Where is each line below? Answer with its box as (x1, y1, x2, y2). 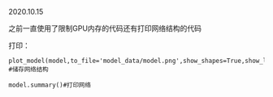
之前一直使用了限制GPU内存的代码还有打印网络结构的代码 (8, 23, 201, 33)
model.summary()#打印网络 (8, 81, 92, 89)
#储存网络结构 (8, 65, 49, 74)
